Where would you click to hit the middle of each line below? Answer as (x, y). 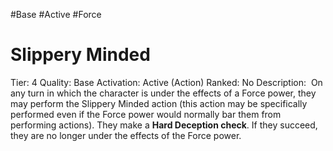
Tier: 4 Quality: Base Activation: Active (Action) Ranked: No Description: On (166, 82)
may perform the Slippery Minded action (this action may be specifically (159, 103)
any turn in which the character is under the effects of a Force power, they (163, 93)
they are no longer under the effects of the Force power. (126, 135)
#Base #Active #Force (56, 14)
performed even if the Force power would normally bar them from (146, 114)
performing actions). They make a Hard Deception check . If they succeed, (164, 125)
